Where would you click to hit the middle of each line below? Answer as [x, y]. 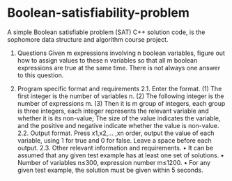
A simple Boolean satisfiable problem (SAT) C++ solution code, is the [106, 32]
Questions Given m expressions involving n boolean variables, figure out [121, 53]
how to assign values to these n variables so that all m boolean [107, 60]
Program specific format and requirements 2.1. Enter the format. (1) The [119, 88]
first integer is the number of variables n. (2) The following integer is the [121, 96]
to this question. [40, 75]
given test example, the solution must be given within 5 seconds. [110, 170]
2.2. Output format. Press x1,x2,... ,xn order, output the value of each [116, 133]
